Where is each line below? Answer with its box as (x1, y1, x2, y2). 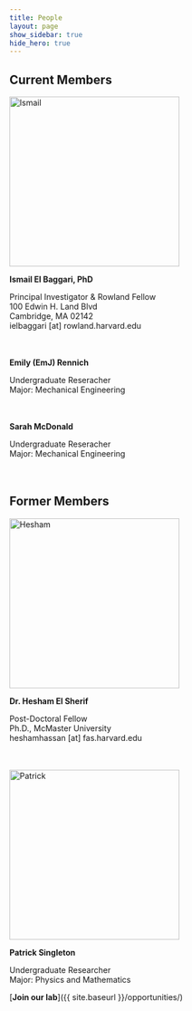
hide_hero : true (9, 38, 71, 48)
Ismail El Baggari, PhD (9, 274, 93, 285)
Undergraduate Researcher (9, 964, 111, 975)
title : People (9, 13, 63, 23)
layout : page (9, 22, 59, 31)
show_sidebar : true (9, 30, 83, 39)
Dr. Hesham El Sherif (9, 695, 89, 707)
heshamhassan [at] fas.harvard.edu (9, 732, 143, 743)
